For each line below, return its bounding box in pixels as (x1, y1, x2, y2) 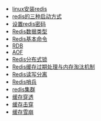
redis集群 (11, 86, 36, 93)
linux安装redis (11, 5, 47, 12)
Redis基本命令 (11, 36, 48, 42)
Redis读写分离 (11, 71, 48, 78)
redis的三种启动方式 (11, 13, 62, 20)
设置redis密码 (11, 20, 47, 27)
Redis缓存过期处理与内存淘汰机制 (11, 63, 96, 70)
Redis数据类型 (11, 28, 48, 35)
